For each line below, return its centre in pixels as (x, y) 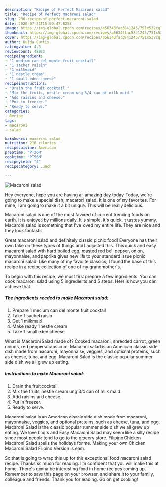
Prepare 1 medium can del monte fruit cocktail (59, 310)
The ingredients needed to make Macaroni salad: (57, 298)
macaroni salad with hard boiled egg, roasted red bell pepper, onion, (75, 251)
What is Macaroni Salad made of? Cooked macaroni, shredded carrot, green (83, 341)
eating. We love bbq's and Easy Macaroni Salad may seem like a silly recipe (82, 433)
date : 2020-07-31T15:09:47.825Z (38, 24)
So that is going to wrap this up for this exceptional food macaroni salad (78, 458)
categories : (17, 111)
